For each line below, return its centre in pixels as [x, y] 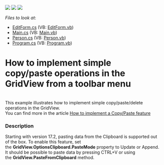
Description [19, 126]
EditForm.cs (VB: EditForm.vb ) [43, 27]
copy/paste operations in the [65, 73]
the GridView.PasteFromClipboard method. [50, 158]
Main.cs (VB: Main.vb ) [35, 33]
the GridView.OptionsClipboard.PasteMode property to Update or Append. [82, 147]
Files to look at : [21, 18]
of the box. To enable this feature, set [43, 142]
